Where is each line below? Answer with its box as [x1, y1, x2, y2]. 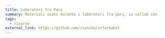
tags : [5, 16, 16, 21]
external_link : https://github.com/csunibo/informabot [5, 26, 120, 31]
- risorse [9, 21, 30, 26]
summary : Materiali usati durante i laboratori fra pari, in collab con [5, 12, 158, 17]
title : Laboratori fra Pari [5, 7, 63, 12]
